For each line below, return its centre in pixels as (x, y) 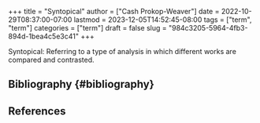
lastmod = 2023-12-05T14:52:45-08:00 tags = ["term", (163, 20)
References (37, 111)
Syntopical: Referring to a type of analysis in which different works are (122, 51)
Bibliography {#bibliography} (82, 84)
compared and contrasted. (51, 60)
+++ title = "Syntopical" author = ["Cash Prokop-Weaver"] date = (114, 11)
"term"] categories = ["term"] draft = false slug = (87, 28)
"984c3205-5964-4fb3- (208, 28)
